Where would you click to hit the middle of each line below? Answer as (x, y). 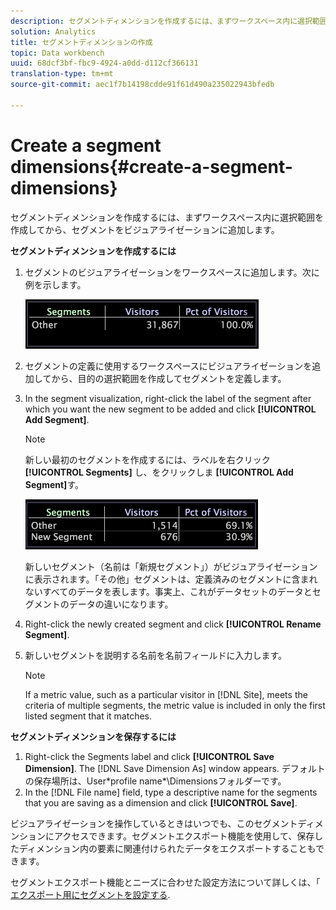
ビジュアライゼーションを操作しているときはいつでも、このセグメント (154, 823)
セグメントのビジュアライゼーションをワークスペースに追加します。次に (172, 272)
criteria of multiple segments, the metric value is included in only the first (175, 705)
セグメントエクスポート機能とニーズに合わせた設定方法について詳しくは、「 (165, 882)
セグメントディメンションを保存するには (93, 736)
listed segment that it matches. (88, 716)
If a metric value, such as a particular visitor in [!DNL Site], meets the (166, 694)
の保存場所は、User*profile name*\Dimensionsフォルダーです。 (155, 781)
